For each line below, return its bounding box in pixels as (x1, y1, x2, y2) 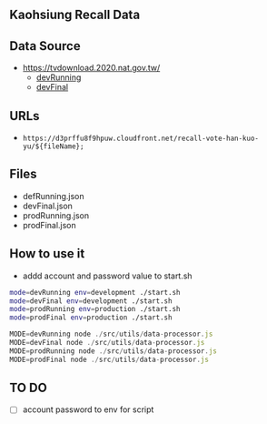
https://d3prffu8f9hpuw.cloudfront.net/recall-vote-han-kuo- (22, 134, 260, 144)
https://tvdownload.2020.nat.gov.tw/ (22, 63, 161, 74)
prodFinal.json (22, 219, 77, 230)
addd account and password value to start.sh (22, 270, 193, 281)
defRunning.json (22, 190, 84, 201)
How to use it (9, 246, 85, 262)
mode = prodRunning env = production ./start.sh (9, 305, 181, 314)
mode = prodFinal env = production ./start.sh (9, 313, 173, 322)
